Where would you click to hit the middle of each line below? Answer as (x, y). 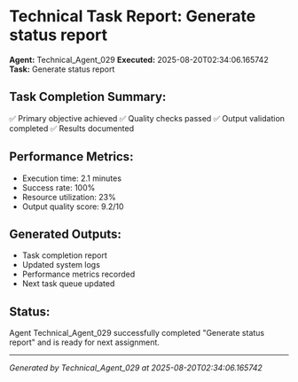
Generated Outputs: (66, 234)
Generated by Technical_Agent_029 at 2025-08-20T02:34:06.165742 (136, 368)
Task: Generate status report (62, 69)
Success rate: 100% (59, 187)
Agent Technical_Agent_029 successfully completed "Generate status (137, 333)
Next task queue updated (68, 284)
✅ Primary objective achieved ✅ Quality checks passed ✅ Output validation (147, 118)
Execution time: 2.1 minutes (72, 178)
